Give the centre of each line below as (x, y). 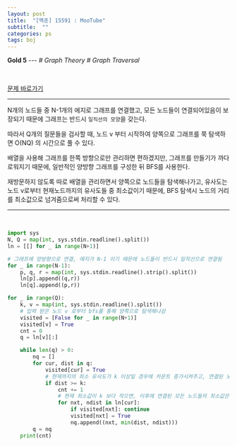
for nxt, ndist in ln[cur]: (99, 403)
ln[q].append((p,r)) (50, 286)
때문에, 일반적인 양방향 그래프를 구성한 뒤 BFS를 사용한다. (111, 167)
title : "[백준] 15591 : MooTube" (56, 20)
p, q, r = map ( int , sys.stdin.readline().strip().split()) (109, 272)
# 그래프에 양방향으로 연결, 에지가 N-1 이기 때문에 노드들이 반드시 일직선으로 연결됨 (115, 259)
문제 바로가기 (25, 88)
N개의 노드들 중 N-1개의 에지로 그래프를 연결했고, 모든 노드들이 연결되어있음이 (114, 110)
